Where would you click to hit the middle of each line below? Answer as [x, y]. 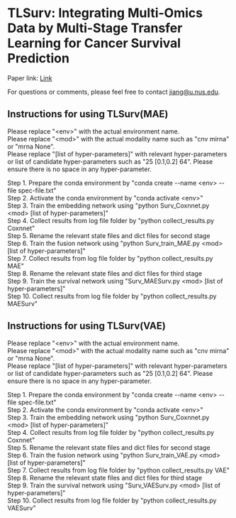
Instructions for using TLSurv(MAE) [88, 114]
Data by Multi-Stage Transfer [95, 28]
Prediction [38, 59]
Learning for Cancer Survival [94, 43]
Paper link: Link [30, 78]
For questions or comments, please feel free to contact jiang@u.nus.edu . [114, 92]
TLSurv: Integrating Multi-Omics [105, 13]
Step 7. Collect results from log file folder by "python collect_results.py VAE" [119, 470]
